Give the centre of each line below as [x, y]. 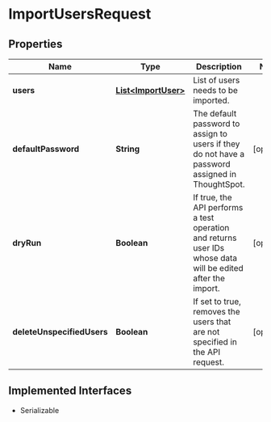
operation [211, 228]
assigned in [215, 174]
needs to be [215, 90]
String [128, 149]
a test [204, 217]
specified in [215, 342]
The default [215, 114]
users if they [217, 144]
